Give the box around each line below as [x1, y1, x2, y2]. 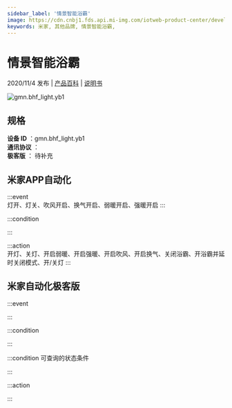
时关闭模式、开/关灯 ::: [7, 258, 71, 266]
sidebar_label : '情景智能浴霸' [7, 10, 91, 17]
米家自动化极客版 [7, 281, 80, 293]
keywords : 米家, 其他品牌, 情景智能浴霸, [7, 23, 116, 30]
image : [7, 17, 26, 24]
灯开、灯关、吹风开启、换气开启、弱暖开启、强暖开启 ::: [7, 201, 166, 209]
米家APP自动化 [7, 174, 71, 185]
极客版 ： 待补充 [7, 151, 53, 160]
